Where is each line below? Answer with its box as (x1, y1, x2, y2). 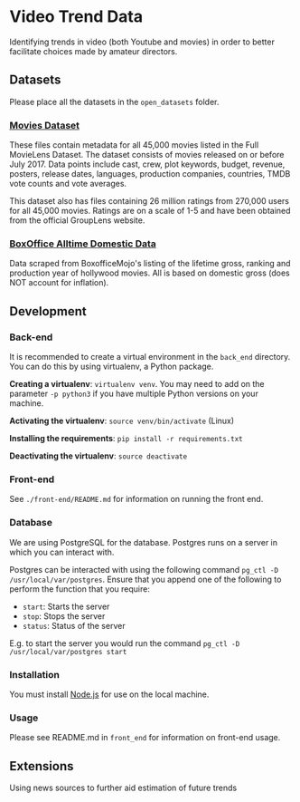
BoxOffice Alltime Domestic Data (9, 237, 156, 250)
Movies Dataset (9, 119, 80, 131)
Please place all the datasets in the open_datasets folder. (9, 96, 220, 107)
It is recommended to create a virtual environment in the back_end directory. (9, 352, 291, 362)
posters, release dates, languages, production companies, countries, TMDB (9, 169, 291, 179)
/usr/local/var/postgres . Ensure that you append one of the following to (9, 574, 282, 585)
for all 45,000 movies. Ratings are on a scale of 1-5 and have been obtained (9, 206, 291, 217)
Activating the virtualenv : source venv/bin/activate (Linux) (9, 415, 235, 427)
